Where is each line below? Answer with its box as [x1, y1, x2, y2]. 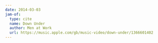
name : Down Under [9, 21, 45, 26]
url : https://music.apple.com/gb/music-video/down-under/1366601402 [9, 30, 154, 35]
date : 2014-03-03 [5, 7, 41, 12]
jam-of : [5, 12, 21, 17]
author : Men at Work [9, 26, 52, 31]
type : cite [9, 16, 32, 21]
